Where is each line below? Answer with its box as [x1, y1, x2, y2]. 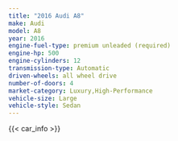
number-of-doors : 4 [8, 79, 74, 87]
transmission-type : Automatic [8, 64, 110, 73]
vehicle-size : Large [8, 94, 78, 102]
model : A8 [8, 27, 42, 35]
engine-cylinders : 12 [8, 57, 81, 65]
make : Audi [8, 19, 45, 27]
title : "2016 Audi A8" [8, 11, 85, 20]
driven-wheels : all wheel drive [8, 72, 117, 80]
